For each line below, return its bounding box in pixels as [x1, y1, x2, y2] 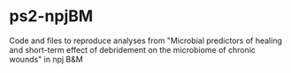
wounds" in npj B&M [9, 54, 84, 64]
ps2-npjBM [9, 6, 94, 26]
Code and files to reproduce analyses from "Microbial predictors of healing [9, 35, 283, 46]
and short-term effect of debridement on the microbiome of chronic [9, 44, 257, 55]
